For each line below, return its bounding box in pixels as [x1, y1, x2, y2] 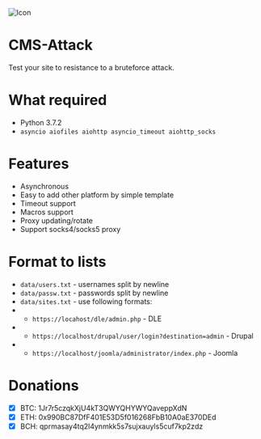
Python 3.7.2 [19, 117, 62, 127]
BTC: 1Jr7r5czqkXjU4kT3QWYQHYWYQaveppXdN [19, 403, 187, 412]
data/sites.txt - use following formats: [19, 296, 153, 306]
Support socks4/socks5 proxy [19, 224, 121, 234]
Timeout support [19, 198, 77, 208]
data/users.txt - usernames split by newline [19, 279, 170, 289]
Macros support [19, 207, 74, 217]
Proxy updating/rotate [19, 215, 94, 226]
